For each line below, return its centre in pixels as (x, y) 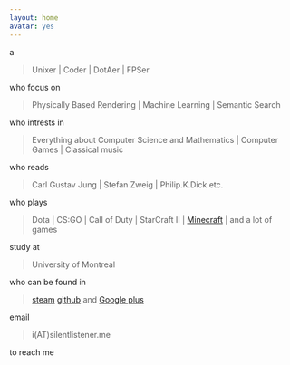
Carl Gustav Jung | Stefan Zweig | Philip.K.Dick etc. (127, 184)
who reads (29, 167)
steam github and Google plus (88, 299)
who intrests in (37, 122)
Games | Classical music (77, 149)
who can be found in (48, 282)
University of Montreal (73, 264)
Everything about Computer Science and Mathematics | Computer (155, 139)
